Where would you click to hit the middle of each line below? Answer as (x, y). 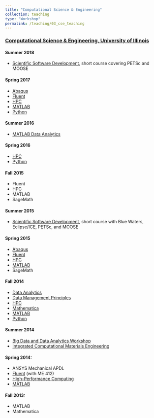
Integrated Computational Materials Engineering (61, 346)
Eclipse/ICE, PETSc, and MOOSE (45, 227)
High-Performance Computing (43, 379)
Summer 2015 (20, 210)
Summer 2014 (20, 330)
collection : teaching (27, 14)
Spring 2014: (18, 357)
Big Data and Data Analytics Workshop (51, 341)
